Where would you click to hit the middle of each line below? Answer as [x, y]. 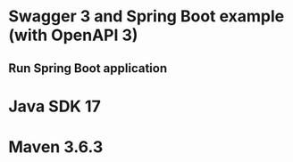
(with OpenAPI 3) [73, 35]
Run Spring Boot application [88, 68]
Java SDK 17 [55, 106]
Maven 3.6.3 [56, 146]
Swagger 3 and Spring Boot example [146, 16]
